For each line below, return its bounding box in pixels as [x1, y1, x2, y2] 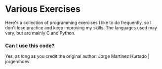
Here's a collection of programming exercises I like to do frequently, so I [5, 20, 152, 25]
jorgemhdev [5, 59, 30, 65]
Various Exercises [5, 3, 81, 15]
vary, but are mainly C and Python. [5, 30, 76, 36]
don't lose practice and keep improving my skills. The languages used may [5, 24, 157, 30]
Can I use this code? [5, 42, 55, 49]
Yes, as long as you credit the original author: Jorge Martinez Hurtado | [5, 53, 150, 59]
